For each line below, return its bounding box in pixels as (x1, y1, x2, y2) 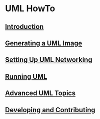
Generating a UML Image (5, 39, 82, 47)
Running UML (5, 72, 48, 81)
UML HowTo (5, 3, 55, 14)
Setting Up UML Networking (5, 56, 92, 64)
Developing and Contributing (5, 106, 96, 114)
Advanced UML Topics (5, 89, 76, 97)
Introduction (5, 23, 44, 31)
